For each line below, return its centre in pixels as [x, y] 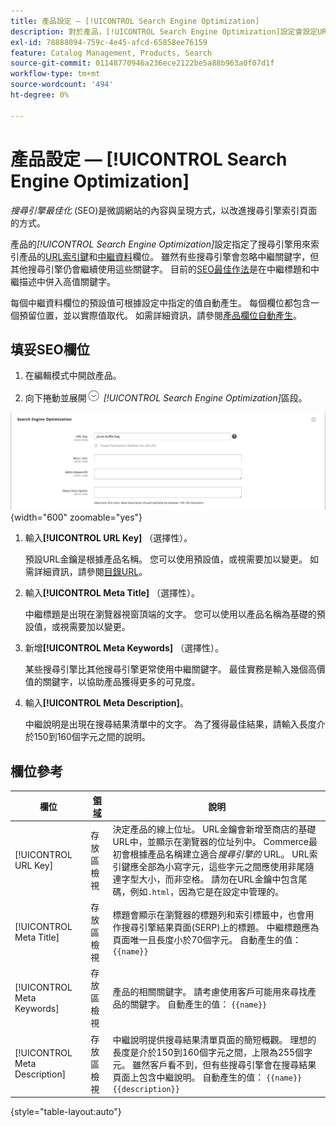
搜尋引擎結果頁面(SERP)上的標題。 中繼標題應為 [220, 927]
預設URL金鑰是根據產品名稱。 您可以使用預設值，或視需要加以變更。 [166, 559]
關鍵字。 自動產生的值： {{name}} [198, 1004]
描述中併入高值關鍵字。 [67, 281]
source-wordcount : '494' [62, 85]
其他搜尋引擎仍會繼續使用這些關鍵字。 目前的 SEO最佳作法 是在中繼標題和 [161, 269]
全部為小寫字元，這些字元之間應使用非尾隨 [226, 866]
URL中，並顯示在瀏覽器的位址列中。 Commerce [211, 841]
